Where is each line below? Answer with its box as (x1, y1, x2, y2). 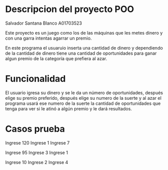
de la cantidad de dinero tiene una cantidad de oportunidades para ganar (5, 50, 157, 56)
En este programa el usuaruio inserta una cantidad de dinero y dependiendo (5, 45, 163, 51)
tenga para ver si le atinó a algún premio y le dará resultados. (5, 105, 132, 111)
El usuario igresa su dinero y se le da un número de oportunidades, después (5, 89, 163, 96)
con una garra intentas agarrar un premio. (5, 35, 92, 41)
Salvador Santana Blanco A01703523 (5, 20, 82, 26)
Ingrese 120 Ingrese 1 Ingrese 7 (5, 139, 70, 146)
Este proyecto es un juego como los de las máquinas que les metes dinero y (5, 30, 163, 36)
